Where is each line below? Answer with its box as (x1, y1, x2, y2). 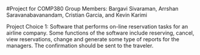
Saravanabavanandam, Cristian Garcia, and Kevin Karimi (6, 11, 148, 19)
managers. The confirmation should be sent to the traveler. (6, 42, 154, 49)
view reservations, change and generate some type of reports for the (6, 36, 179, 42)
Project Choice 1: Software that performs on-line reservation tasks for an (6, 23, 188, 30)
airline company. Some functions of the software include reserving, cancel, (6, 29, 195, 36)
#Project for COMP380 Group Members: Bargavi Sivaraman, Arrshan (6, 5, 179, 12)
